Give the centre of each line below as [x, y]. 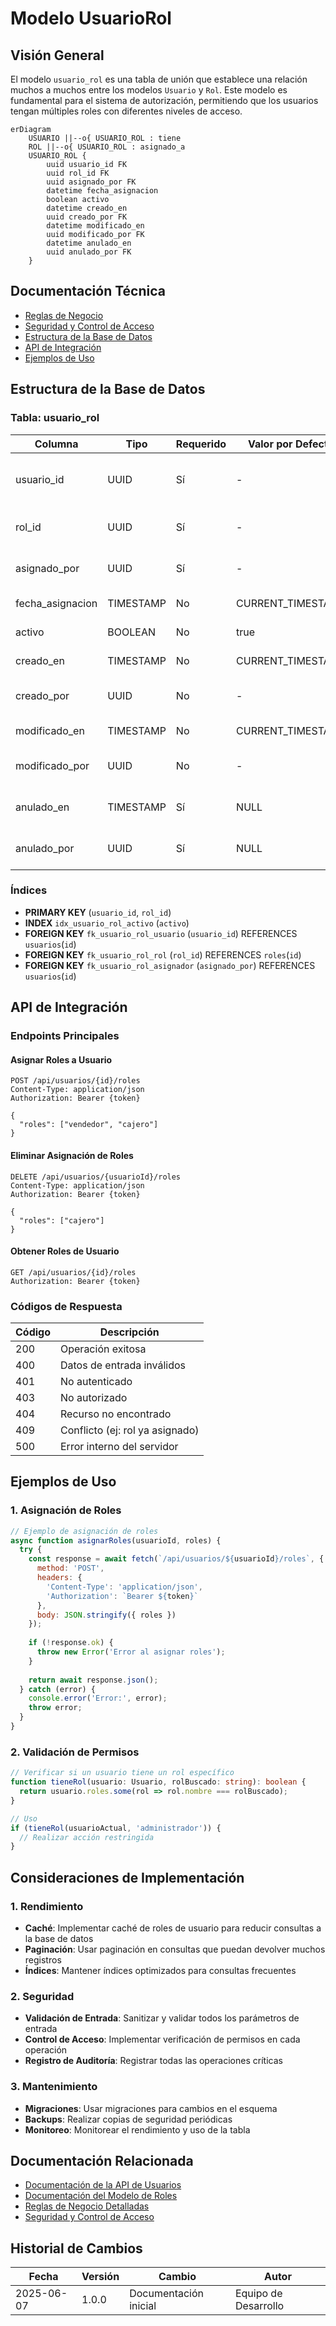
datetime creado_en [87, 208]
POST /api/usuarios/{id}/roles [75, 1081]
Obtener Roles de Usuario [65, 1251]
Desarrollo [259, 2306]
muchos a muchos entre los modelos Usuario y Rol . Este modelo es [149, 90]
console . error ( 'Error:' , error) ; [98, 1698]
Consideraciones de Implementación [127, 1877]
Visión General [57, 55]
